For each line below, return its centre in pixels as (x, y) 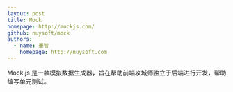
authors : (20, 39)
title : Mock (24, 20)
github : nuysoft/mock (39, 33)
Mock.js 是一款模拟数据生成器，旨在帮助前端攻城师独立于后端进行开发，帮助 (117, 73)
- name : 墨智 (31, 46)
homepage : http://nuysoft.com (64, 53)
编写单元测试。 (29, 81)
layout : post (26, 13)
